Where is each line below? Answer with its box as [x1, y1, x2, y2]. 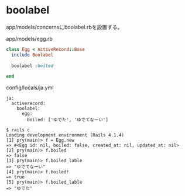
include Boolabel [11, 52, 54, 58]
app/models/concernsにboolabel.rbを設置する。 [6, 23, 123, 30]
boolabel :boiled [11, 62, 54, 69]
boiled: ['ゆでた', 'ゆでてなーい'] [27, 117, 108, 123]
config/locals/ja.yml [6, 84, 54, 91]
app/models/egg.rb [6, 35, 53, 42]
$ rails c [6, 127, 30, 133]
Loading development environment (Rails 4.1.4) [6, 132, 125, 138]
